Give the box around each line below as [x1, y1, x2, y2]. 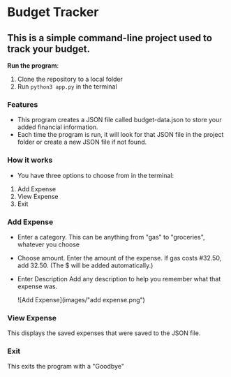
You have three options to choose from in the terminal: [17, 171, 174, 179]
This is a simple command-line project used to [7, 32, 213, 44]
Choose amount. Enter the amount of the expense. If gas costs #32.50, [17, 253, 222, 262]
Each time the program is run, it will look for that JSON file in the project [17, 131, 224, 139]
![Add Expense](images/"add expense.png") [17, 295, 145, 304]
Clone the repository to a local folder [17, 75, 124, 83]
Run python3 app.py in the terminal [17, 82, 117, 91]
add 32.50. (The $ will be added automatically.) [17, 261, 154, 269]
